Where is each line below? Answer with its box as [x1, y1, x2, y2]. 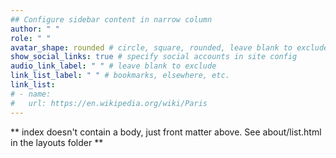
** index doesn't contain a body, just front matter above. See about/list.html [10, 126, 322, 138]
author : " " [10, 24, 60, 34]
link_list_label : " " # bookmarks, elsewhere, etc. [10, 71, 230, 81]
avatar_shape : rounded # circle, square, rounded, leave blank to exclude [10, 42, 329, 53]
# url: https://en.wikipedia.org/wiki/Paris [10, 98, 208, 108]
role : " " [10, 33, 52, 43]
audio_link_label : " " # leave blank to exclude [10, 61, 217, 71]
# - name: [10, 89, 52, 99]
